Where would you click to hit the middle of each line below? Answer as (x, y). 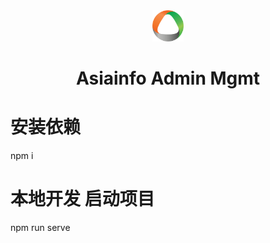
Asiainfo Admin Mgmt (168, 78)
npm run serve (40, 228)
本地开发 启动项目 (82, 199)
